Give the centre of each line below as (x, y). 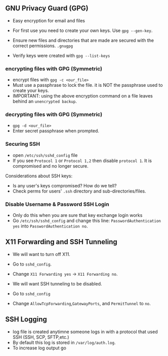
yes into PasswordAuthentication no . (50, 226)
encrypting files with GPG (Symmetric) (54, 69)
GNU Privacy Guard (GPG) (47, 8)
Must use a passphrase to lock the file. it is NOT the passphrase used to (88, 85)
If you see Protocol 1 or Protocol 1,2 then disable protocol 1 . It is (82, 160)
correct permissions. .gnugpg (43, 46)
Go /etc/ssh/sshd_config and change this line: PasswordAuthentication (87, 221)
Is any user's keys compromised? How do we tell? (65, 185)
